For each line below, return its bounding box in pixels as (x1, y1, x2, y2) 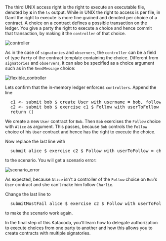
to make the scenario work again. (5, 210, 73, 216)
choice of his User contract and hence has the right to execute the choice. (5, 129, 156, 135)
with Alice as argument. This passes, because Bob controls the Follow (5, 123, 147, 129)
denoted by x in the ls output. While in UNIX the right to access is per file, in (5, 9, 161, 15)
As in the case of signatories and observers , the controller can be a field (5, 49, 157, 55)
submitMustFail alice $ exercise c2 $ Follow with (10, 201, 136, 206)
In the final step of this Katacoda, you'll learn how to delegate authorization (5, 220, 158, 225)
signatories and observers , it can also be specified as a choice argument (5, 60, 155, 66)
